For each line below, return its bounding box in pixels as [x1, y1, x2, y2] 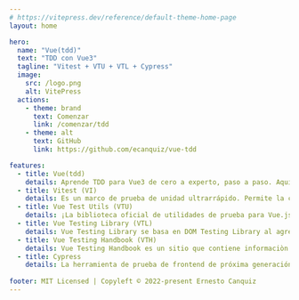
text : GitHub [32, 137, 82, 146]
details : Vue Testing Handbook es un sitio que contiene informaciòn [25, 244, 289, 253]
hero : [9, 37, 29, 46]
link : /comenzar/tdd [32, 120, 109, 129]
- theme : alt [25, 128, 74, 138]
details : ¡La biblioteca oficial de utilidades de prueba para [25, 211, 265, 220]
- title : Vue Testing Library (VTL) [17, 219, 153, 228]
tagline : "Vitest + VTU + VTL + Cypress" [17, 62, 174, 71]
